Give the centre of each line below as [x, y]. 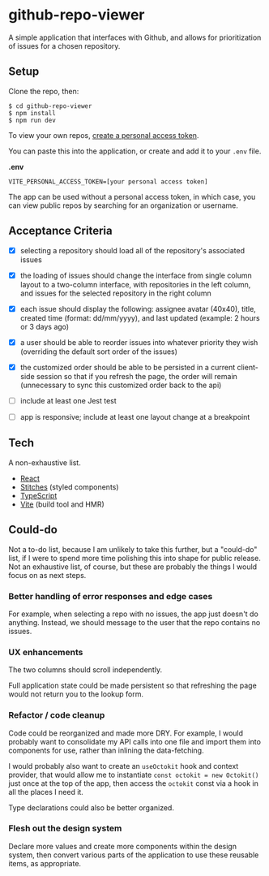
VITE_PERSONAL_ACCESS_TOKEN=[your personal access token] [108, 181]
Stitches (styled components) [69, 487]
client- [248, 367]
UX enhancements [46, 652]
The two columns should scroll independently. [85, 670]
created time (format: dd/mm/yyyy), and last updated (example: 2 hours [140, 317]
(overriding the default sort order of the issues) [99, 352]
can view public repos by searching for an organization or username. [124, 205]
